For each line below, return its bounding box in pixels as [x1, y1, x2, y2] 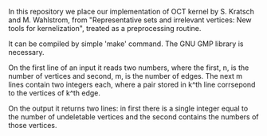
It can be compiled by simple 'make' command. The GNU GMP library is [8, 39, 244, 49]
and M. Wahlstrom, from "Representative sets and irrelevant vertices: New [8, 15, 253, 25]
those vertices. [8, 121, 57, 130]
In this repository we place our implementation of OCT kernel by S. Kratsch [8, 7, 255, 16]
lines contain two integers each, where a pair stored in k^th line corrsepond [8, 80, 256, 89]
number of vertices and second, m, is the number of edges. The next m [8, 72, 243, 80]
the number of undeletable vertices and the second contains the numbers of [8, 112, 259, 122]
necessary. [8, 48, 45, 56]
